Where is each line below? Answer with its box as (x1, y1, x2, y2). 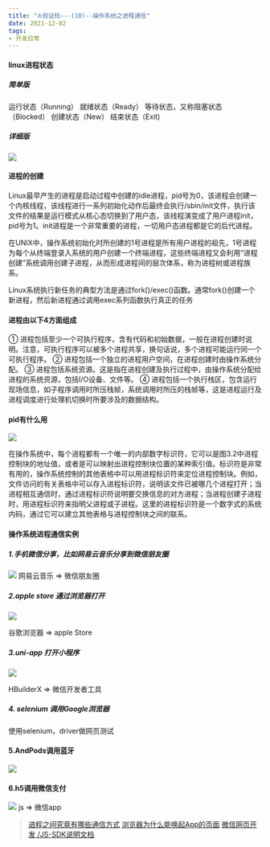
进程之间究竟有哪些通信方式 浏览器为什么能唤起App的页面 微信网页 (27, 820, 251, 829)
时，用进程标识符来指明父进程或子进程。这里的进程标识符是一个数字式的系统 (8, 499, 262, 509)
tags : (8, 27, 27, 35)
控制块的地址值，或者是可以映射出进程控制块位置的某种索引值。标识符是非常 (8, 459, 262, 469)
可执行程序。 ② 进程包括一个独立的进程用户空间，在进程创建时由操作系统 (8, 354, 255, 364)
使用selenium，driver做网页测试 (8, 726, 114, 735)
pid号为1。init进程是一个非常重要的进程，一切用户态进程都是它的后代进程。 (8, 220, 257, 230)
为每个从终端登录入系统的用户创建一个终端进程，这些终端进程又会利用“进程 (8, 248, 259, 257)
